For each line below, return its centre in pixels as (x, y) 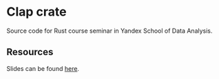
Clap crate (36, 12)
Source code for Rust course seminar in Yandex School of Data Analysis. (109, 31)
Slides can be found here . (43, 68)
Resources (30, 52)
